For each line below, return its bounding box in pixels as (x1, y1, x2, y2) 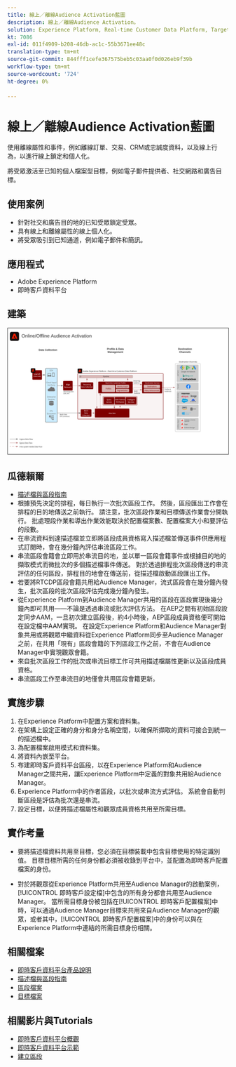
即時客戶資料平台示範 (17, 1043, 79, 1052)
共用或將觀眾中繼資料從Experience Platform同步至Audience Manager (23, 630, 223, 639)
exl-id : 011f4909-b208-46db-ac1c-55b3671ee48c (7, 41, 146, 48)
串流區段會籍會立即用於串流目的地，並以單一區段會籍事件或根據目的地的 (17, 552, 226, 559)
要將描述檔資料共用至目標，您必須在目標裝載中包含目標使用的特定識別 (17, 847, 221, 856)
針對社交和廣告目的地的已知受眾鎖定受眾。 (17, 218, 141, 227)
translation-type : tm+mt (7, 48, 80, 55)
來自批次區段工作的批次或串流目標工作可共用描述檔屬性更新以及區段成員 (17, 657, 226, 665)
